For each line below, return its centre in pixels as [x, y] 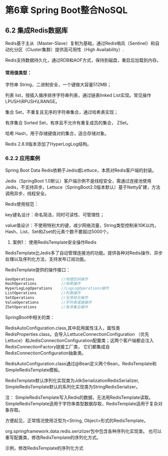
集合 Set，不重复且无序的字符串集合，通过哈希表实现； [62, 112]
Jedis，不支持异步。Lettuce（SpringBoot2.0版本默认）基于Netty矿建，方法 [83, 187]
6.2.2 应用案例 [22, 158]
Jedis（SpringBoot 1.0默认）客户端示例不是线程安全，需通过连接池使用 [78, 181]
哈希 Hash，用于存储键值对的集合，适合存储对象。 [57, 134]
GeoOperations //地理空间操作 [47, 279]
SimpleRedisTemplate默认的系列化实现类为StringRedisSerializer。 [73, 386]
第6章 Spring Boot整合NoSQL [66, 10]
